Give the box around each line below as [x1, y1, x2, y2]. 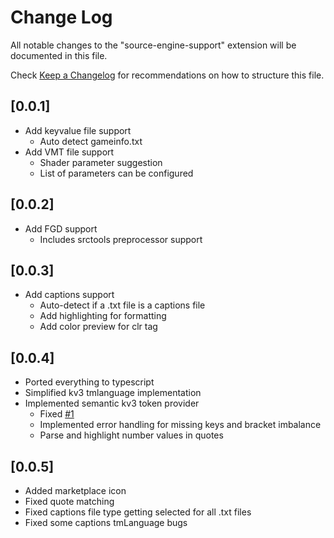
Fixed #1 [39, 408, 75, 420]
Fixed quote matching [24, 496, 115, 507]
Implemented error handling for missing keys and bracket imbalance [39, 419, 322, 431]
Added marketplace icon [24, 485, 127, 496]
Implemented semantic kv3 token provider [24, 397, 200, 410]
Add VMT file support [24, 146, 115, 158]
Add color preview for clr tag [39, 321, 158, 333]
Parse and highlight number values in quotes [39, 429, 224, 441]
